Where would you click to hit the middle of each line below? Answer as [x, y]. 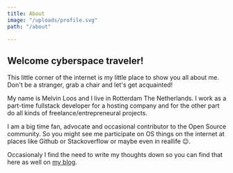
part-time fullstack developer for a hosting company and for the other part [114, 106]
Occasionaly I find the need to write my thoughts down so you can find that [115, 155]
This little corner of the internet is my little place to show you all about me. [113, 78]
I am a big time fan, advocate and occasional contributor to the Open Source [117, 126]
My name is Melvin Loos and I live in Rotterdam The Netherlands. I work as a [117, 99]
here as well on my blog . [42, 162]
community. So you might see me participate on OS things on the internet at [116, 134]
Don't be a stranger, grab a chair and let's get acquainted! [90, 85]
